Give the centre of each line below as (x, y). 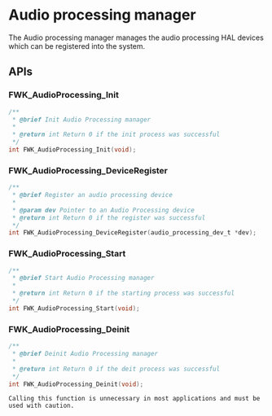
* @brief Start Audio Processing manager (83, 278)
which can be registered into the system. (77, 46)
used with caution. (42, 406)
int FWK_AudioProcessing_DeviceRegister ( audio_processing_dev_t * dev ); (132, 233)
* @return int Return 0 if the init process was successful (116, 135)
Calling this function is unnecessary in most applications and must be (134, 399)
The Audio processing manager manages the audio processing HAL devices (136, 37)
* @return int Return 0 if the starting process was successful (123, 293)
